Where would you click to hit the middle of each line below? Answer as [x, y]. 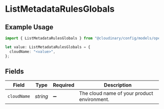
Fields [15, 71]
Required [64, 85]
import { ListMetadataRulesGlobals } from [49, 38]
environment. [94, 100]
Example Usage [29, 27]
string [41, 96]
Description [118, 85]
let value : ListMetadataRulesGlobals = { [48, 47]
